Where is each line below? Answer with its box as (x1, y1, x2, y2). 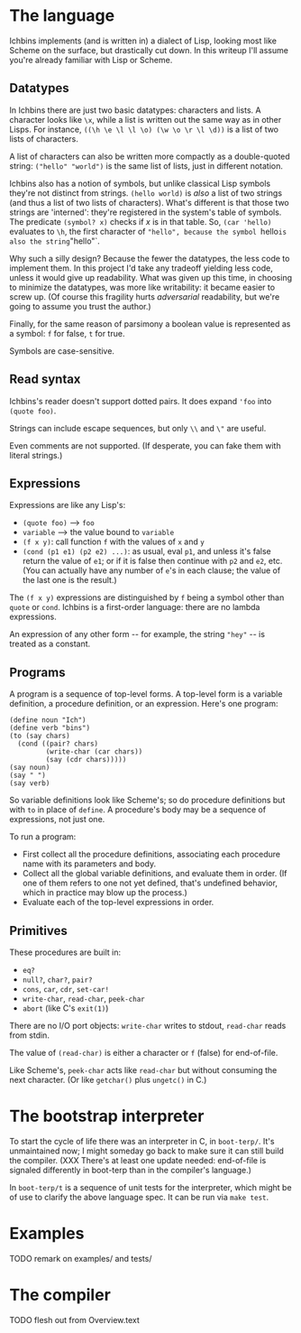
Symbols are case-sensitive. (9, 345, 115, 356)
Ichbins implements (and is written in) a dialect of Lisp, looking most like (9, 35, 278, 46)
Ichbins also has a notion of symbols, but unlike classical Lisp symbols (9, 178, 271, 189)
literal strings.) (9, 449, 63, 460)
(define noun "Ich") (9, 716, 87, 725)
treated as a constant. (9, 638, 91, 650)
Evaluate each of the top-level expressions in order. (22, 897, 214, 908)
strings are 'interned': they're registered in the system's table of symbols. (9, 207, 282, 218)
